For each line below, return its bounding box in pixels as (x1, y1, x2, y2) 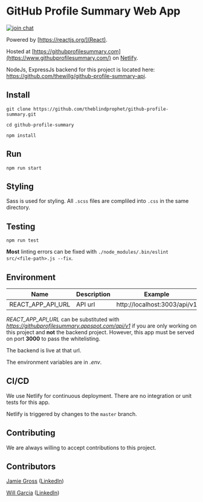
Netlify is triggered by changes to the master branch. (6, 410, 137, 417)
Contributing (6, 428, 56, 438)
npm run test (6, 237, 39, 243)
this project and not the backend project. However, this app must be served (6, 329, 195, 335)
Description (76, 290, 111, 298)
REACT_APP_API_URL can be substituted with (6, 316, 120, 323)
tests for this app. (6, 398, 50, 406)
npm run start (6, 165, 42, 171)
